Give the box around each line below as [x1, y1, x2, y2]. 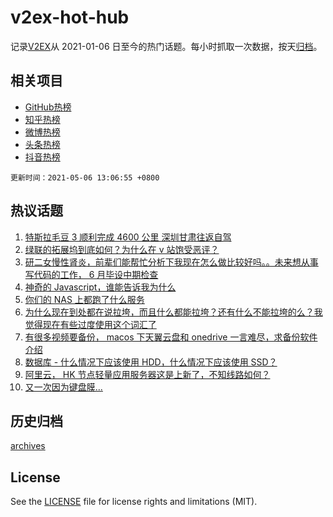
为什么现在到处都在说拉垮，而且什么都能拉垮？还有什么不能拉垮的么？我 [24, 306, 323, 318]
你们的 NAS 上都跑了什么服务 [24, 293, 145, 305]
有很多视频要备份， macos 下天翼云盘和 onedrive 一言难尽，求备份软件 [24, 331, 318, 343]
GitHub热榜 [24, 101, 72, 113]
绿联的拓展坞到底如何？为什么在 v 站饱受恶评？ [24, 243, 220, 255]
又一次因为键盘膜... [24, 381, 103, 393]
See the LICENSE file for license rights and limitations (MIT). [10, 496, 258, 508]
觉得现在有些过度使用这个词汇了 [24, 318, 157, 330]
